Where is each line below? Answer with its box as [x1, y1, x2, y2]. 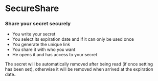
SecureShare [5, 3, 59, 14]
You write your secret [12, 31, 56, 37]
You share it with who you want [12, 47, 76, 52]
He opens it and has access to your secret [12, 52, 98, 58]
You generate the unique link [12, 42, 70, 48]
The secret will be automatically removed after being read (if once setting [5, 61, 153, 67]
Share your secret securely [5, 20, 71, 27]
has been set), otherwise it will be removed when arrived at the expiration [5, 66, 153, 72]
